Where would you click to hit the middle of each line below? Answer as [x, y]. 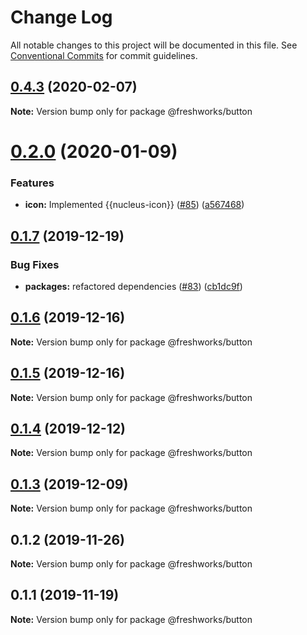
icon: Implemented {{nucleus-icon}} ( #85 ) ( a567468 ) [134, 205]
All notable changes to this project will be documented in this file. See [154, 45]
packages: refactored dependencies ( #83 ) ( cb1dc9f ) [133, 286]
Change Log [61, 17]
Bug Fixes [35, 264]
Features [32, 183]
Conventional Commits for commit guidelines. [104, 55]
